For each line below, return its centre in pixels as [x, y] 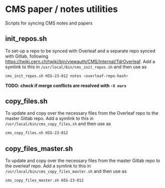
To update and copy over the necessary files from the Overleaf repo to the [82, 113]
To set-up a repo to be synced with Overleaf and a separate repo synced [80, 50]
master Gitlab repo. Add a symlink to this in [49, 118]
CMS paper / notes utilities [62, 9]
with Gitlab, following [27, 56]
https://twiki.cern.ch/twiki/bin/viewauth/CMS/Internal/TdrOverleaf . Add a [80, 61]
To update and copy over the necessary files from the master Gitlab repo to [83, 160]
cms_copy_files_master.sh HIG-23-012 [44, 180]
